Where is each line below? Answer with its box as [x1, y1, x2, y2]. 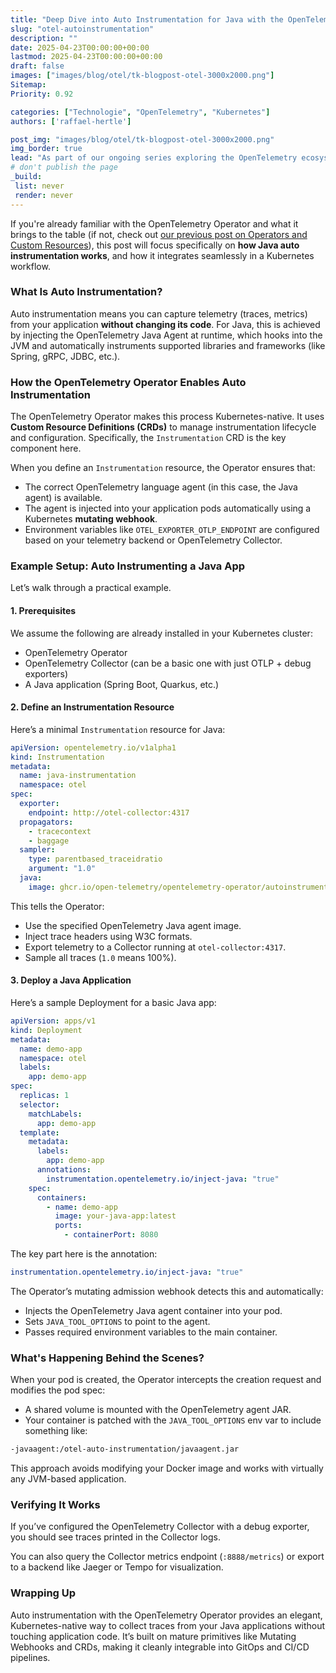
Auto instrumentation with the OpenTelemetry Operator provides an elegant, [10, 1609, 323, 1621]
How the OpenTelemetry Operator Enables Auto [10, 375, 247, 389]
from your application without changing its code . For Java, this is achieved [10, 318, 321, 330]
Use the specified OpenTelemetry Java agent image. [24, 919, 242, 931]
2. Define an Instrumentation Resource [10, 701, 175, 713]
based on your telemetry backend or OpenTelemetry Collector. [24, 534, 283, 546]
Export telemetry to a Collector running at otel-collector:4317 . [24, 941, 287, 953]
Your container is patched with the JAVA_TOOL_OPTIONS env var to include [24, 1414, 322, 1426]
